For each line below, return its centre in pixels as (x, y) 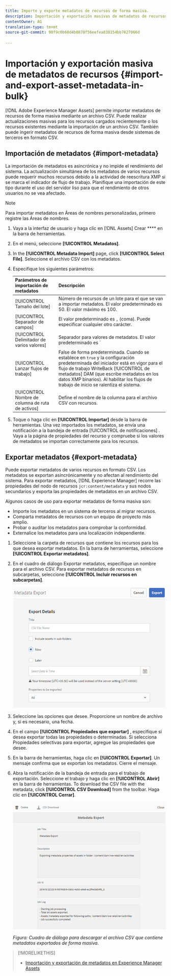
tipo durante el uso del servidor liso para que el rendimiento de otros (77, 188)
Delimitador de (30, 340)
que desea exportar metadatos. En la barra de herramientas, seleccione (88, 548)
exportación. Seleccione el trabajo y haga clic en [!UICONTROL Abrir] (86, 779)
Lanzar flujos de (32, 368)
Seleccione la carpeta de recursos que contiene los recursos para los (85, 543)
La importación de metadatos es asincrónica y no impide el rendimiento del (84, 166)
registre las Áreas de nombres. (37, 218)
